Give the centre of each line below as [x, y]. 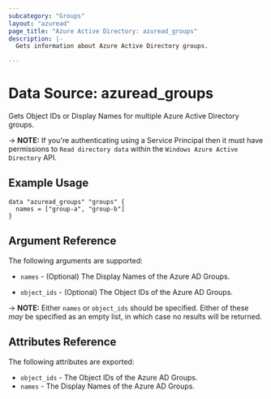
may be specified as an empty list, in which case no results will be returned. [135, 316]
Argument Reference [62, 241]
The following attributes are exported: [71, 362]
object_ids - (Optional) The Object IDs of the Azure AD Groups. [127, 292]
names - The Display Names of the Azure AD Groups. [107, 386]
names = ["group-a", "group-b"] [71, 209]
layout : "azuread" [39, 24]
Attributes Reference [62, 342]
